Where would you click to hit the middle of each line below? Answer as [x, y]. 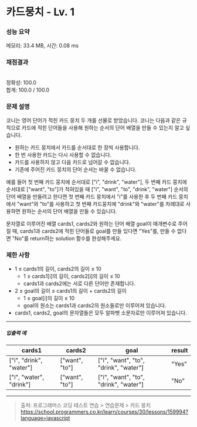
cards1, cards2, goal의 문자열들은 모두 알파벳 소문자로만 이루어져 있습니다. [101, 313]
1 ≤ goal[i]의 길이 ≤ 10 [49, 298]
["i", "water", [27, 377]
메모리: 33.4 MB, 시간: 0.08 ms [43, 46]
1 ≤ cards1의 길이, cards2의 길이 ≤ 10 [58, 269]
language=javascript [45, 418]
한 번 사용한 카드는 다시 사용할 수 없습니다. [63, 155]
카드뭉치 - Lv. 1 [40, 12]
